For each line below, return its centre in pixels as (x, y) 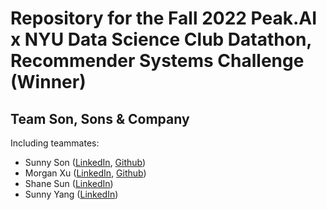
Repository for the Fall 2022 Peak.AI (164, 18)
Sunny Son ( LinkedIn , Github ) (85, 162)
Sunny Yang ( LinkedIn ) (71, 194)
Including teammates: (55, 143)
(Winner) (48, 82)
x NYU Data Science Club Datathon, (161, 39)
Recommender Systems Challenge (157, 61)
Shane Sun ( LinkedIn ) (69, 183)
